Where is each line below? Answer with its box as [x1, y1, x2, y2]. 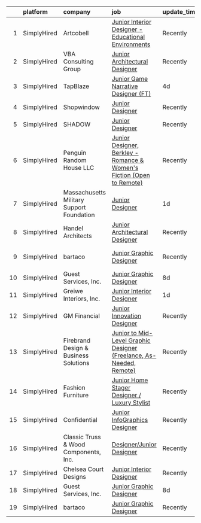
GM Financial [63, 312, 100, 320]
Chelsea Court [63, 465, 104, 473]
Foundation [63, 211, 95, 219]
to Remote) [111, 179, 143, 187]
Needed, [111, 359, 136, 367]
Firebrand [63, 336, 91, 345]
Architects [63, 232, 92, 240]
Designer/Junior [111, 440, 157, 448]
